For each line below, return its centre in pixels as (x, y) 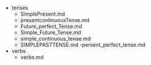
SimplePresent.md (43, 14)
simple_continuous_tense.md (56, 39)
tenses (20, 8)
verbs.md (32, 57)
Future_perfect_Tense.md (51, 26)
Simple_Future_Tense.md (51, 32)
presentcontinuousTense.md (55, 20)
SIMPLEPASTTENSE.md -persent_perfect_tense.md (83, 45)
